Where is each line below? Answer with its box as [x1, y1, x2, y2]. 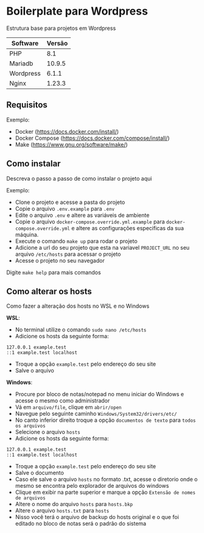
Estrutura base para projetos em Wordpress [6, 24, 116, 32]
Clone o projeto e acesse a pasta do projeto [15, 198, 125, 206]
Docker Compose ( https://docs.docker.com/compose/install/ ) [15, 134, 170, 142]
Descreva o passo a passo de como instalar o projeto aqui [6, 175, 152, 182]
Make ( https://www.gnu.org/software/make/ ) [15, 140, 128, 148]
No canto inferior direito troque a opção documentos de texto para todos [15, 416, 196, 424]
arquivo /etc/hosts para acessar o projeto [15, 250, 121, 258]
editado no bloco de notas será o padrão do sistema [15, 520, 147, 528]
